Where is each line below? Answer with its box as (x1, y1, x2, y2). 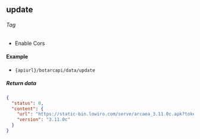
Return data (6, 80, 37, 87)
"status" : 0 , (11, 100, 44, 106)
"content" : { (11, 106, 44, 112)
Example (6, 53, 29, 60)
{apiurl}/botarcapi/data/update (14, 67, 95, 73)
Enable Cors (14, 40, 45, 47)
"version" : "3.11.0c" (17, 117, 70, 123)
